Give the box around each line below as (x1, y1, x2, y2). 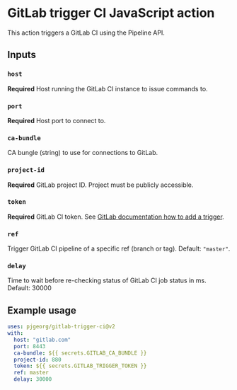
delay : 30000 (13, 376, 52, 383)
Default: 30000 (7, 284, 52, 292)
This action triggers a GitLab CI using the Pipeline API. (7, 28, 165, 37)
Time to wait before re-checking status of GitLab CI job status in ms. (7, 276, 207, 285)
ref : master (13, 369, 50, 377)
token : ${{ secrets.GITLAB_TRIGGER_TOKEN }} (13, 362, 147, 369)
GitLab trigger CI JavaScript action (7, 5, 215, 21)
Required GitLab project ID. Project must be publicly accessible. (7, 180, 194, 189)
